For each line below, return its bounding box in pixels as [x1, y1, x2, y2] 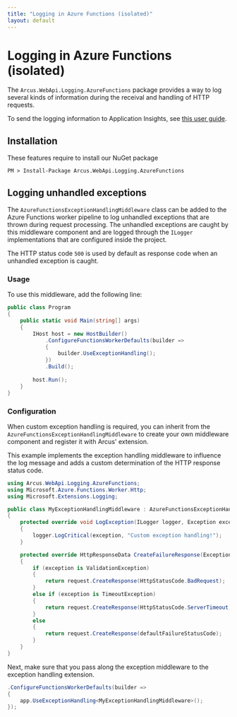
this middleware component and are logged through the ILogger [7, 228, 193, 237]
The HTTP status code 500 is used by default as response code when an [7, 249, 218, 258]
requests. [7, 100, 35, 110]
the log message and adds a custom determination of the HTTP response [7, 458, 221, 467]
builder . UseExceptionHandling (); [57, 350, 157, 357]
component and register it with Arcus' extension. [7, 437, 150, 445]
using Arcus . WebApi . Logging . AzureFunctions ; [7, 479, 140, 486]
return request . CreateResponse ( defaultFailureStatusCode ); [44, 630, 222, 637]
